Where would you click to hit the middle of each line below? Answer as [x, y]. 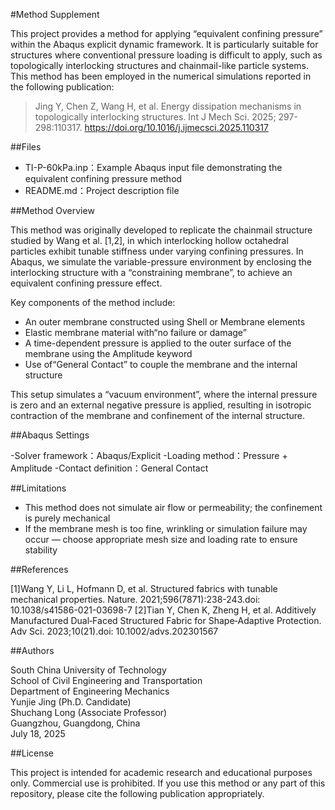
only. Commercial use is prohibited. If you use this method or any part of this [168, 783]
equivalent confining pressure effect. [86, 283]
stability [41, 550]
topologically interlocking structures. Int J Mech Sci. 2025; [155, 117]
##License [32, 753]
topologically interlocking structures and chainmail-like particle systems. [160, 65]
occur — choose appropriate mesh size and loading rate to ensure [161, 539]
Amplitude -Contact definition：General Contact [109, 468]
